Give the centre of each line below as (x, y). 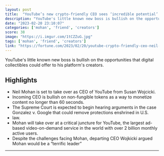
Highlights (21, 80)
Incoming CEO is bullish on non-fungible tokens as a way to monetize (82, 97)
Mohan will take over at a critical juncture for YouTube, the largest (78, 123)
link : (10, 46)
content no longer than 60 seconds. (48, 102)
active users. (25, 133)
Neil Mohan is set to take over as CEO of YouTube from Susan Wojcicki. (84, 92)
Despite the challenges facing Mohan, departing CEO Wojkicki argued (82, 138)
